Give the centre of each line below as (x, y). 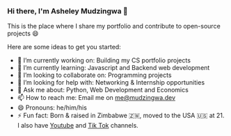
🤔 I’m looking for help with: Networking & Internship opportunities (111, 83)
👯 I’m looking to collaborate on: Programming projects (94, 75)
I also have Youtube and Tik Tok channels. (78, 126)
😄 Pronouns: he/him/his (52, 108)
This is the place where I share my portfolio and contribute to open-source (114, 26)
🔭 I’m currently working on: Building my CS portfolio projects (104, 60)
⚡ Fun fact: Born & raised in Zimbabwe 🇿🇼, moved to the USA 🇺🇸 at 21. (121, 116)
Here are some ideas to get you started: (64, 47)
